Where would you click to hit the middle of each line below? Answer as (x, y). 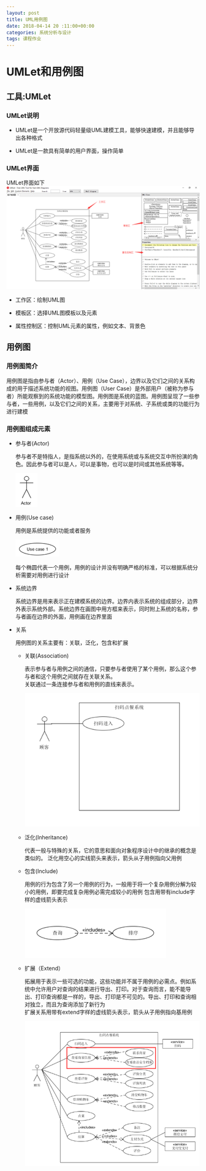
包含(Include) (41, 871)
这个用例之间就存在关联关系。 (78, 676)
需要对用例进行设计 (45, 575)
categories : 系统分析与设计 (39, 33)
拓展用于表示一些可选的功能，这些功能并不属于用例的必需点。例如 (108, 981)
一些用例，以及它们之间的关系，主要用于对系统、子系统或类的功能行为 (111, 404)
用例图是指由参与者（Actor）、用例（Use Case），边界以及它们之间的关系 (98, 380)
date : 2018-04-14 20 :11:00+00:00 (51, 26)
